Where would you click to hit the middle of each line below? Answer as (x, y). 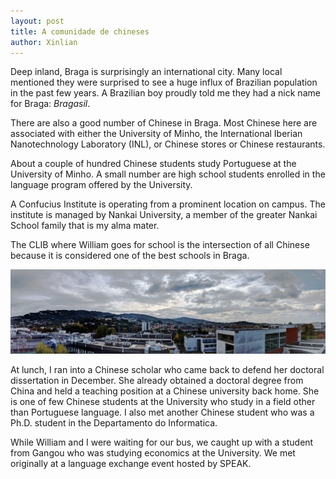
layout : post (37, 21)
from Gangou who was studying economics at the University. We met (153, 452)
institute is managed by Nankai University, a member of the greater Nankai (164, 215)
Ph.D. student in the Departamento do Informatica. (114, 422)
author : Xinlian (44, 42)
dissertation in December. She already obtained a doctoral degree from (157, 380)
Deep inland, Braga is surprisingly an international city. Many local (146, 72)
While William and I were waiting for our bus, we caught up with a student (162, 442)
